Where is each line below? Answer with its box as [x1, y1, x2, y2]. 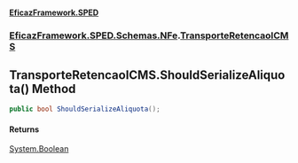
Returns [9, 124, 40, 135]
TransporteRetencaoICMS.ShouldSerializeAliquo [9, 67, 286, 82]
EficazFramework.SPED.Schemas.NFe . [9, 29, 181, 42]
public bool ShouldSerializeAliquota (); [9, 105, 161, 114]
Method [31, 81, 76, 97]
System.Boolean [9, 144, 69, 154]
